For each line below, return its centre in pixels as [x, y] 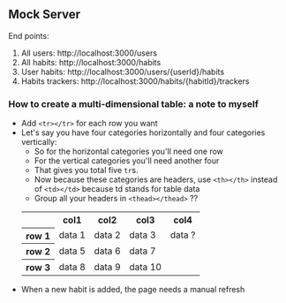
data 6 [107, 251]
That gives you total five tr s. [86, 170]
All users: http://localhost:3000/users [89, 53]
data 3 [143, 235]
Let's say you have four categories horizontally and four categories [143, 133]
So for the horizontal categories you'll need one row [129, 151]
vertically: [39, 142]
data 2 [107, 235]
